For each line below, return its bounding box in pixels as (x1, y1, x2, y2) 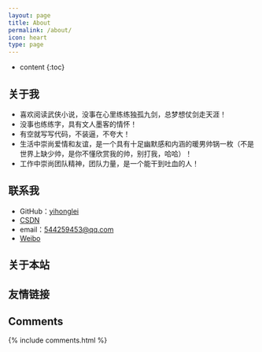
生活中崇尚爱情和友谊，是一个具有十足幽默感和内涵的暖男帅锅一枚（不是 (19, 139, 254, 148)
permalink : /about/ (8, 26, 72, 34)
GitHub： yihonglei (19, 206, 79, 216)
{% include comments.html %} (8, 335, 108, 345)
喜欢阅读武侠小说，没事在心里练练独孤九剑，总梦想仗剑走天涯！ (19, 109, 227, 119)
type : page (8, 41, 44, 49)
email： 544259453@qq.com (19, 224, 114, 234)
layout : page (8, 11, 51, 20)
